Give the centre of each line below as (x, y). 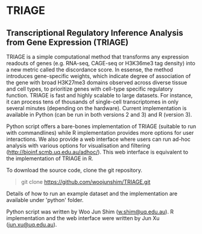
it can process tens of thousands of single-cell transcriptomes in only (93, 102)
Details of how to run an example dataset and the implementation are (92, 193)
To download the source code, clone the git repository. (74, 170)
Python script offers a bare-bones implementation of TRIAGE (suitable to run (101, 126)
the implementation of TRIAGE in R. (50, 158)
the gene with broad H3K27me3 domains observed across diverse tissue (97, 83)
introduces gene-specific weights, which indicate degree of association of (99, 76)
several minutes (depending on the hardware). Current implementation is (96, 108)
